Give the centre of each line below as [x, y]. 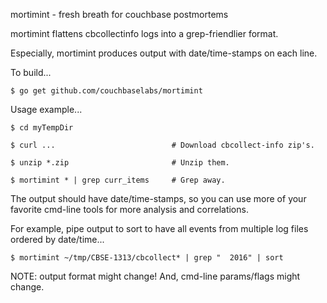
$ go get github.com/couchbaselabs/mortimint [106, 91]
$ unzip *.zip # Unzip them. [120, 163]
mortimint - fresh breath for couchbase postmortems [119, 14]
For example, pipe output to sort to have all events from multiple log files [159, 228]
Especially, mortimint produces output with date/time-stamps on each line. [164, 53]
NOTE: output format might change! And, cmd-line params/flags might [155, 276]
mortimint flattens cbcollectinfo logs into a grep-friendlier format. [144, 33]
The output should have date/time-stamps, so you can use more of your [158, 198]
